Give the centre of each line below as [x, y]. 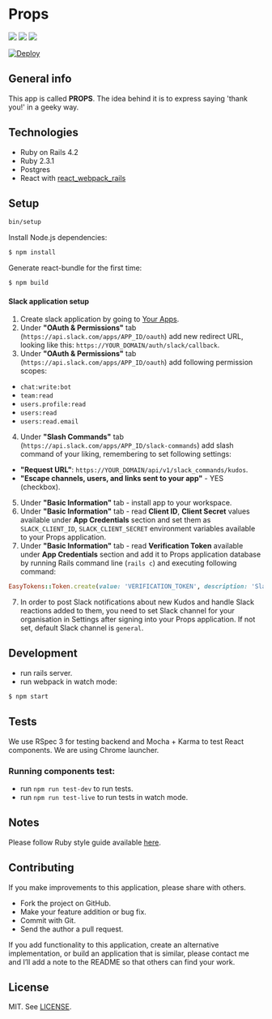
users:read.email [49, 422]
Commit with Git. [48, 920]
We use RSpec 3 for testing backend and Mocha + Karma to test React [126, 741]
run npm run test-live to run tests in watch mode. [104, 797]
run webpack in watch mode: [68, 681]
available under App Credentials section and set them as [115, 520]
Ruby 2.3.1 [37, 161]
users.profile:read [53, 405]
